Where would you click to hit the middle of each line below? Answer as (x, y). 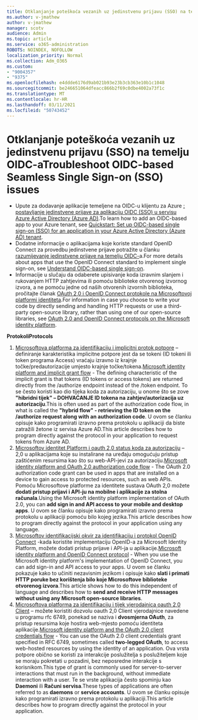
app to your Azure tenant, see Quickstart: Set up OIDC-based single (97, 225)
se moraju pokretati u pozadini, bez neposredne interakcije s (88, 661)
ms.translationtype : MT (36, 94)
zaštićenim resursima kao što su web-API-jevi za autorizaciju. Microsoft (101, 461)
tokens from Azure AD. (43, 442)
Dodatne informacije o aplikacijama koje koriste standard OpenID (94, 244)
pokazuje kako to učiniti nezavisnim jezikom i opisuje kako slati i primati (102, 573)
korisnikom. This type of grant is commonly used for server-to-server (98, 668)
